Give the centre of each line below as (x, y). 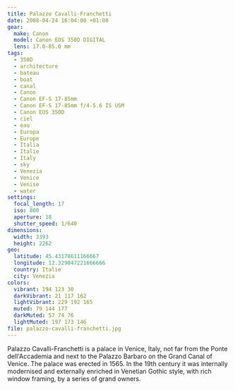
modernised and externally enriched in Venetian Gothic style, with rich (109, 371)
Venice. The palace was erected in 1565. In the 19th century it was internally (117, 363)
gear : (15, 27)
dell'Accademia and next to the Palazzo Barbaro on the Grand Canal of (110, 356)
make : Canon (31, 33)
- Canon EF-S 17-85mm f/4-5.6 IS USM (69, 106)
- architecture (36, 66)
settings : (22, 197)
